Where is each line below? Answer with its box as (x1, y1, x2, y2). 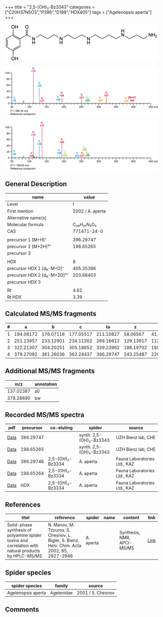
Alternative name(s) (7, 214, 47, 221)
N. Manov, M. (48, 521, 75, 528)
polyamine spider (7, 532, 42, 538)
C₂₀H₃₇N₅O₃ (72, 222, 97, 228)
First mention (7, 208, 33, 214)
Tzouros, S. (48, 527, 71, 533)
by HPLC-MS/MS (7, 553, 42, 559)
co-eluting (50, 425, 73, 431)
